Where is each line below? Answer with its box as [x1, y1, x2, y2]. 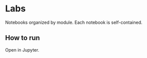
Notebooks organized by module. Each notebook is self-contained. [5, 19, 143, 25]
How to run [5, 34, 40, 42]
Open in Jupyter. [5, 47, 39, 53]
